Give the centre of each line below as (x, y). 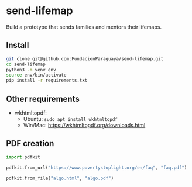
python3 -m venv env (31, 70)
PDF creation (30, 143)
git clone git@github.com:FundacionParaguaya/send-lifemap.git (85, 59)
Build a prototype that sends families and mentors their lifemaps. (84, 27)
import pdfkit (23, 157)
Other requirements (43, 98)
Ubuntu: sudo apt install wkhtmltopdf (71, 119)
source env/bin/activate (36, 75)
